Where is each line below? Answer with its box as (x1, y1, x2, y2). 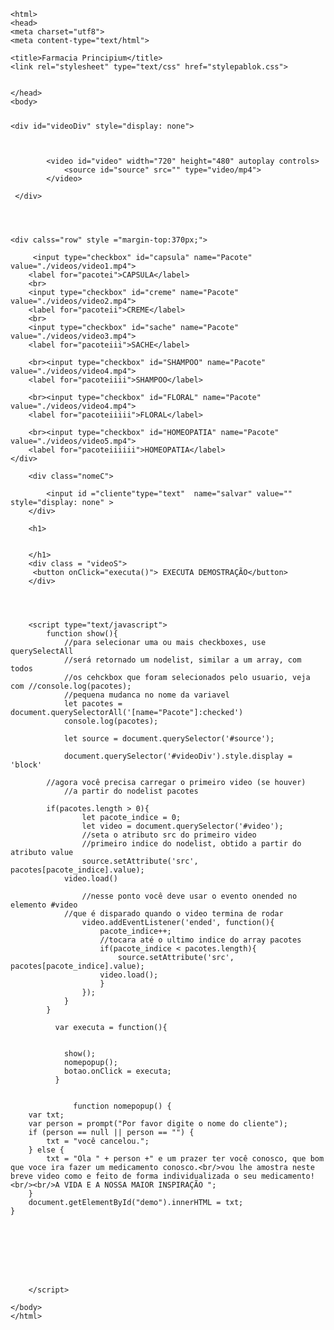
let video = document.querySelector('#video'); (81, 821, 284, 831)
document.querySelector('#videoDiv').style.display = (63, 751, 293, 761)
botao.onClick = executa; (63, 1066, 172, 1076)
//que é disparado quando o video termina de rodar (63, 909, 284, 919)
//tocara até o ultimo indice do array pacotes (99, 935, 302, 945)
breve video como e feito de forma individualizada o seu (10, 1171, 257, 1181)
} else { (28, 1145, 65, 1155)
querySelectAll (10, 646, 74, 656)
